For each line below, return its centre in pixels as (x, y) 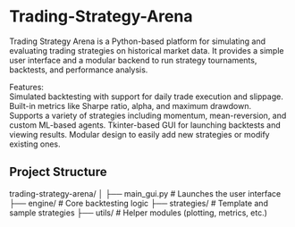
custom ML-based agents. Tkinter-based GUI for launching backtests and (145, 125)
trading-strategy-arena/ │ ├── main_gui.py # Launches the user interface (145, 193)
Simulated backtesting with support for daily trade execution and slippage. (146, 97)
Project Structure (58, 172)
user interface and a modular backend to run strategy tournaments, (133, 60)
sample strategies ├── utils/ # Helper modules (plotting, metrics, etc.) (139, 213)
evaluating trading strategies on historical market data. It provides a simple (147, 50)
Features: (27, 87)
